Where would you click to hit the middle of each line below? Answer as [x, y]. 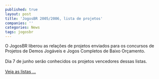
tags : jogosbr [19, 32]
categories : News [23, 28]
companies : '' [19, 23]
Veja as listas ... [21, 71]
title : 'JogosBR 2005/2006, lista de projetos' [54, 18]
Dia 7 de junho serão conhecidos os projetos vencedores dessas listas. [76, 61]
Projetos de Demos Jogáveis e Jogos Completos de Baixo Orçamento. [75, 51]
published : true [21, 9]
